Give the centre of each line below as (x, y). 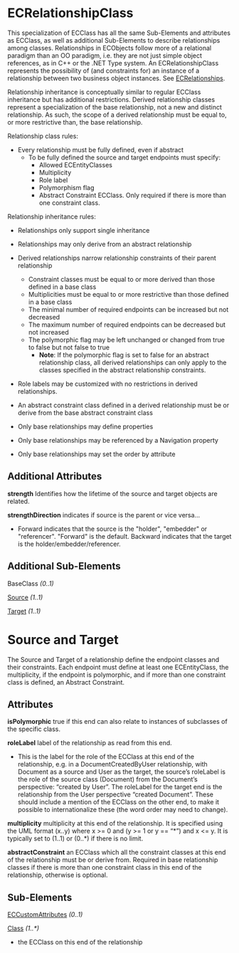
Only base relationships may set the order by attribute (96, 454)
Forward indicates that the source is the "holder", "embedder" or (112, 529)
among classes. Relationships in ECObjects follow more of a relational (110, 48)
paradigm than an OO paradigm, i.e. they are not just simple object (105, 56)
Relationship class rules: (43, 136)
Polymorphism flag (67, 187)
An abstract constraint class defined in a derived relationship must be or (123, 405)
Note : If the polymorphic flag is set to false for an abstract (124, 354)
